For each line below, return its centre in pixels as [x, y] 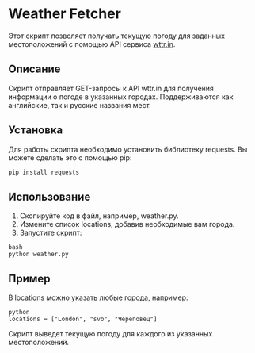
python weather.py [38, 255]
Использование [49, 196]
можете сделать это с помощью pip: [70, 157]
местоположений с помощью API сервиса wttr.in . [92, 44]
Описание [34, 69]
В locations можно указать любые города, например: [98, 297]
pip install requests [44, 172]
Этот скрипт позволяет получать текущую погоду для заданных [117, 36]
